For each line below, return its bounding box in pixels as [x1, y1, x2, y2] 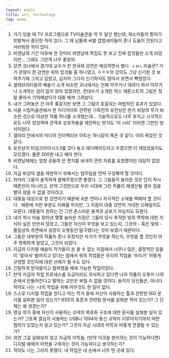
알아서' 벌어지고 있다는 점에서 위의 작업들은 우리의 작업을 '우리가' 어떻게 [20, 252, 161, 258]
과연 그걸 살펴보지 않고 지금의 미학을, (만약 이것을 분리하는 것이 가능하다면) [13, 335, 160, 341]
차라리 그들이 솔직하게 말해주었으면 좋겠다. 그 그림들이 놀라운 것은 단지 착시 [13, 176, 161, 183]
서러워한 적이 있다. [13, 44, 50, 50]
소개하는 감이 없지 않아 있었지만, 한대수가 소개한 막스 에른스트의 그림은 [18, 88, 157, 94]
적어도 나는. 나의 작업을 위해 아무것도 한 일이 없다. [13, 284, 111, 290]
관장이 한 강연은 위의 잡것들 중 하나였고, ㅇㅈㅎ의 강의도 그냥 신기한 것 [18, 69, 156, 75]
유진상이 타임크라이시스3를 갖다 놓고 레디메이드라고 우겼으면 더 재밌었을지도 [13, 145, 163, 151]
